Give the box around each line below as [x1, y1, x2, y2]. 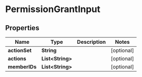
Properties [5, 24, 40, 32]
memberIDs [8, 63, 37, 70]
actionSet [8, 47, 32, 54]
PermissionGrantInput [5, 4, 100, 15]
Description [77, 39, 106, 45]
